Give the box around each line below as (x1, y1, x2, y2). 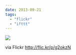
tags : (5, 12, 16, 17)
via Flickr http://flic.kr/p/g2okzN (5, 44, 71, 50)
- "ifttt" (9, 21, 30, 26)
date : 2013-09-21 (5, 7, 41, 12)
